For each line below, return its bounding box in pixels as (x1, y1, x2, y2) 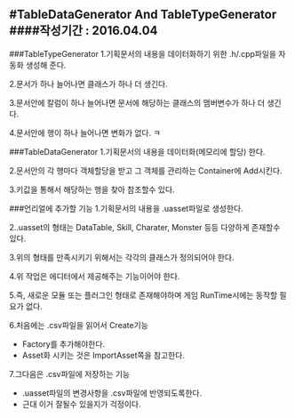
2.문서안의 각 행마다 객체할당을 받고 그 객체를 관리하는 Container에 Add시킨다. (9, 165, 283, 176)
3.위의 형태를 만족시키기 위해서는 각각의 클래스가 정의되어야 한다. (9, 252, 235, 262)
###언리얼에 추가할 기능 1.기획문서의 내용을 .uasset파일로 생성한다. (9, 203, 243, 213)
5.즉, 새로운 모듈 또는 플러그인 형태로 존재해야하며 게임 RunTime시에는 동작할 (9, 289, 278, 301)
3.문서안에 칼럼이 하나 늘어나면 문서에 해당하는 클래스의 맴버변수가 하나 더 (9, 97, 265, 108)
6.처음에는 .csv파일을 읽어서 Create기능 (9, 319, 148, 330)
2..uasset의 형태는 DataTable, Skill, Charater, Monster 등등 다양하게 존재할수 (9, 221, 281, 232)
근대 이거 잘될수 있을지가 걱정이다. (21, 398, 141, 409)
